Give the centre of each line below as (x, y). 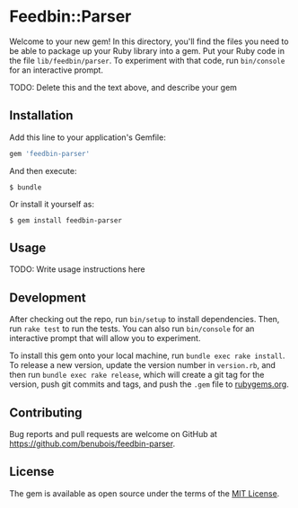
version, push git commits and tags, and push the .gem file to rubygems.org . (149, 384)
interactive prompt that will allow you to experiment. (105, 338)
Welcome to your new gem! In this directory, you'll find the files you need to (149, 41)
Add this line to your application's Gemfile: (88, 137)
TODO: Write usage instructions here (77, 269)
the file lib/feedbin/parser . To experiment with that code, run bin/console (147, 60)
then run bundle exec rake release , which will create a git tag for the (137, 375)
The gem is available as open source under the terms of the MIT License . (145, 493)
